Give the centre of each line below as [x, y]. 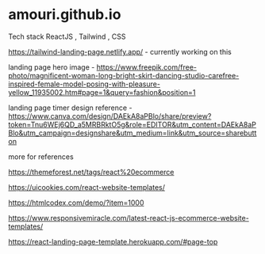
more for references [41, 157]
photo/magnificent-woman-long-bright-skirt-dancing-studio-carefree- [124, 75]
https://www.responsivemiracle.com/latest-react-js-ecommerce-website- [129, 218]
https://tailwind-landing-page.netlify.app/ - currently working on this [120, 51]
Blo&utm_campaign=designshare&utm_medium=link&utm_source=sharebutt [132, 133]
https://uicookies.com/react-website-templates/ [86, 187]
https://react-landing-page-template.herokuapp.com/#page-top [113, 241]
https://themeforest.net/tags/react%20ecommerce [91, 172]
